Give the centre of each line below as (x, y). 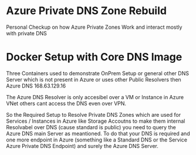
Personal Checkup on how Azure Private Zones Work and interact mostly (94, 27)
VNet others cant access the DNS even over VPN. (66, 103)
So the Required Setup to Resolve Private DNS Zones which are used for (93, 114)
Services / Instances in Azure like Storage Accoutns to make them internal (96, 121)
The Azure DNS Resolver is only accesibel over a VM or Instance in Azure (95, 97)
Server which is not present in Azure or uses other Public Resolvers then (94, 79)
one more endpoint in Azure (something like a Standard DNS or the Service (97, 140)
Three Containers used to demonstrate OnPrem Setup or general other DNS (98, 73)
